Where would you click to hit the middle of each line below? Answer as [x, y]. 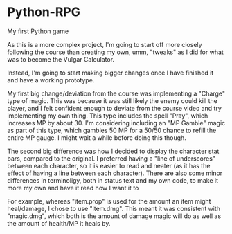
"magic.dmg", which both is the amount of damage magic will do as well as [114, 216]
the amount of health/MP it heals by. [59, 223]
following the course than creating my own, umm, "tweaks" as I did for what [115, 52]
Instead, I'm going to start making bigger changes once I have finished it [110, 73]
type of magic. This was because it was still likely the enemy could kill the [113, 100]
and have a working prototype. [51, 80]
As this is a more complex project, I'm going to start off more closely [105, 44]
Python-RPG [44, 12]
